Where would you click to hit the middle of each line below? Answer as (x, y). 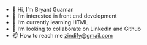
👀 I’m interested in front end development (65, 16)
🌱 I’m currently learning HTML (50, 22)
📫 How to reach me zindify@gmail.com (62, 36)
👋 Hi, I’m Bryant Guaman (43, 9)
